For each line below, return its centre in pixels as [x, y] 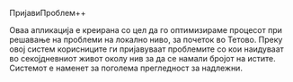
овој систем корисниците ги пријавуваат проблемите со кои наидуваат [147, 49]
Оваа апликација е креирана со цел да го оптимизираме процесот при [146, 30]
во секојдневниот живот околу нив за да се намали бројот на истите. [142, 58]
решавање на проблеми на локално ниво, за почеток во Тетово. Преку [146, 40]
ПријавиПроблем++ [48, 13]
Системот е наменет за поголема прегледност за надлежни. [126, 68]
